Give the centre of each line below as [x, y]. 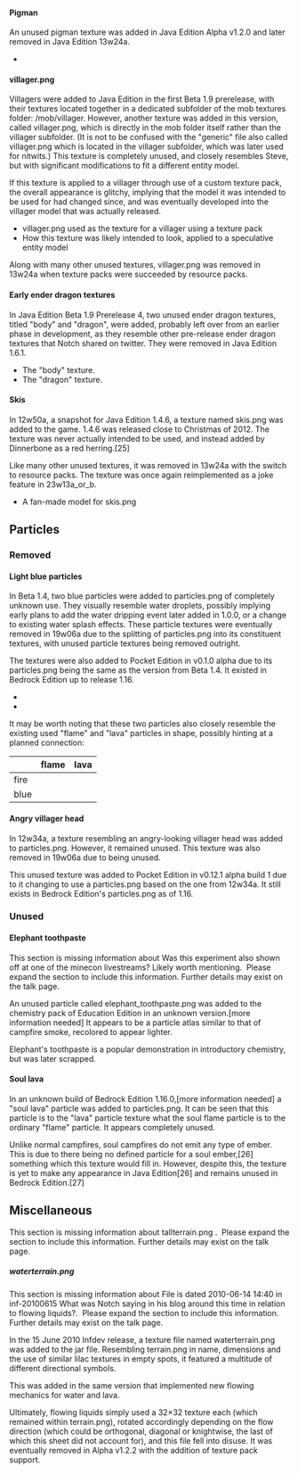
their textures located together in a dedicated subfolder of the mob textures [148, 109]
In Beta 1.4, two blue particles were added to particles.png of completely [142, 596]
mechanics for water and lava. [64, 1395]
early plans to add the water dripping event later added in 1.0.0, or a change [148, 615]
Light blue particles [46, 576]
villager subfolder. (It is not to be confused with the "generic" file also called [149, 137]
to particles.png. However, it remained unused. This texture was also [135, 848]
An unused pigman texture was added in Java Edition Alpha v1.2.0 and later [148, 32]
